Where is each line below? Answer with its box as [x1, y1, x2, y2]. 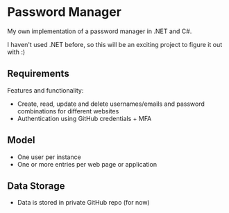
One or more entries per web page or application [17, 160, 158, 168]
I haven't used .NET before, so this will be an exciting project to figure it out [7, 40, 223, 48]
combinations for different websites [17, 106, 119, 115]
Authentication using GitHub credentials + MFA [17, 114, 152, 122]
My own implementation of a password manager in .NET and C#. [7, 27, 192, 35]
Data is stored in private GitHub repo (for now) [17, 198, 151, 207]
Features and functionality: [7, 86, 84, 94]
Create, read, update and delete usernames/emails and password [17, 100, 205, 108]
